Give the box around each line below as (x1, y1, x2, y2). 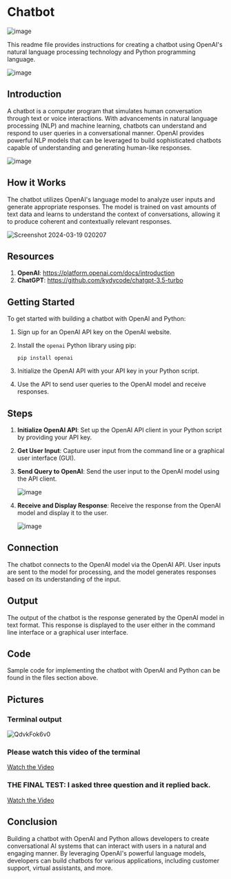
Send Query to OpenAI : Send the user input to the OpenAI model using (17, 467, 220, 475)
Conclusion (7, 816, 58, 828)
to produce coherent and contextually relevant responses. (7, 217, 172, 225)
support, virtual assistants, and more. (7, 864, 113, 872)
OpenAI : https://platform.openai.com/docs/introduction (17, 269, 175, 277)
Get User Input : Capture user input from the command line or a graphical (17, 447, 225, 454)
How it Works (7, 177, 66, 189)
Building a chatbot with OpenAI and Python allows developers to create (7, 834, 210, 842)
